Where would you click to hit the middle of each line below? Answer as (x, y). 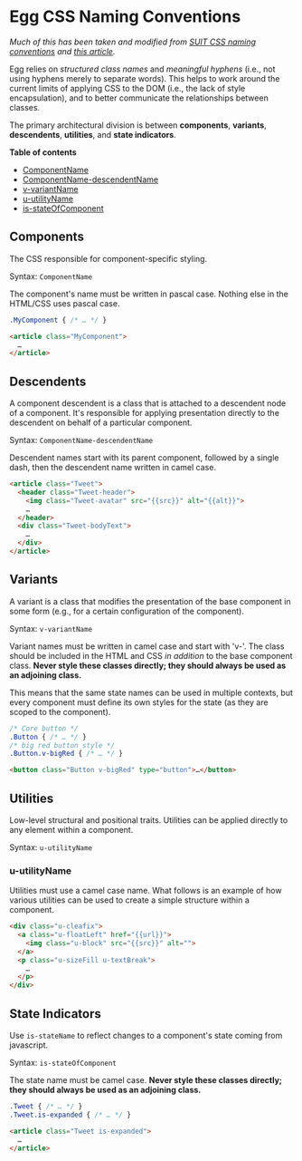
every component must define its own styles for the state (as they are (139, 702)
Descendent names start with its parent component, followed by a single (144, 458)
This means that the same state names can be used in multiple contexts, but (151, 692)
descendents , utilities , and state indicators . (93, 134)
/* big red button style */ (62, 745)
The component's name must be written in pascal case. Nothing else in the (149, 294)
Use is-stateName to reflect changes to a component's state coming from (146, 1036)
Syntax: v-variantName (51, 628)
